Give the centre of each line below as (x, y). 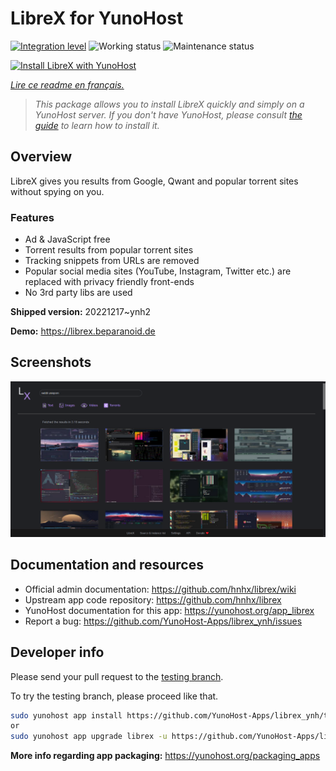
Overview (41, 157)
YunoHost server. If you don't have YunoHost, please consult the (168, 114)
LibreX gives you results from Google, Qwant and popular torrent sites (154, 181)
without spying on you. (57, 191)
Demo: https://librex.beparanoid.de (83, 331)
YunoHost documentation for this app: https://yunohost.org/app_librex (169, 610)
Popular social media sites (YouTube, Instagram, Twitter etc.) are (158, 271)
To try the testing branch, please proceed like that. (114, 696)
